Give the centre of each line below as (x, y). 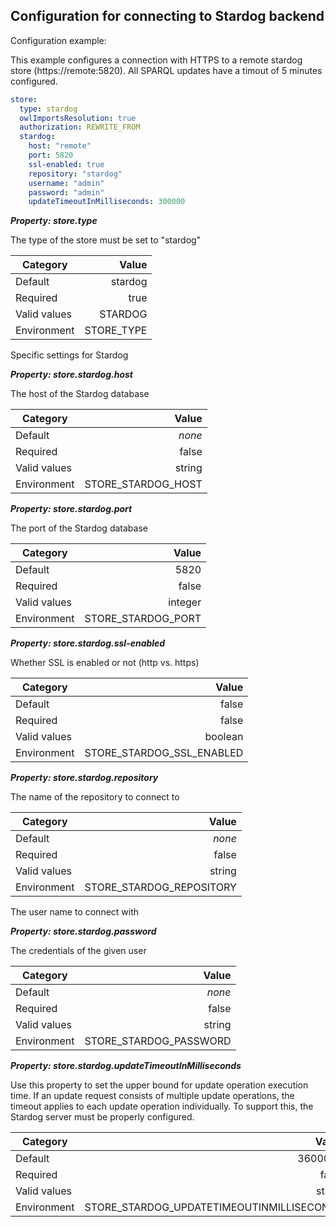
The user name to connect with (75, 912)
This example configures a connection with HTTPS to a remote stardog (156, 60)
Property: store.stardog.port (71, 509)
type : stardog (48, 109)
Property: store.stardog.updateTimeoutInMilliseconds (126, 1066)
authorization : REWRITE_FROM (80, 127)
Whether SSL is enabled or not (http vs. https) (105, 663)
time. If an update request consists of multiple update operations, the (152, 1096)
